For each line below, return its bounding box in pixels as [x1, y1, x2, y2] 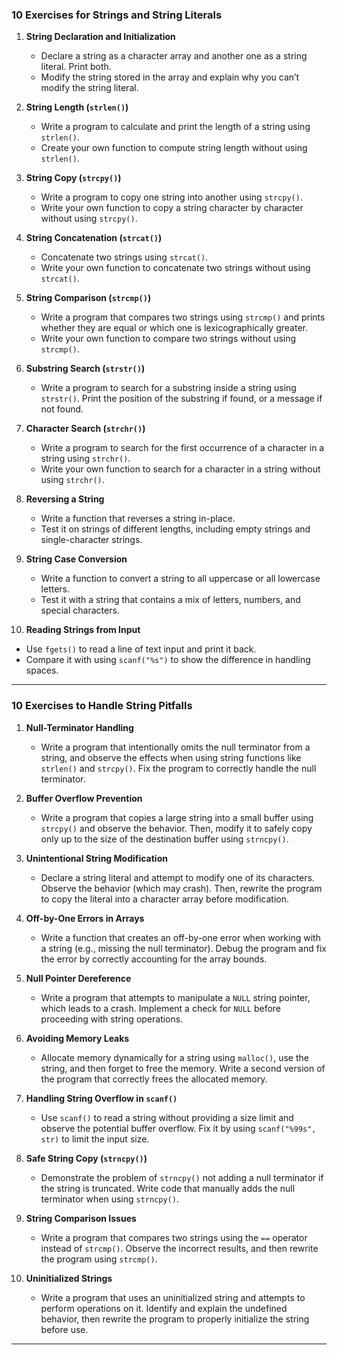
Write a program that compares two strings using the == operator [40, 1231, 308, 1243]
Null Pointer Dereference [25, 972, 132, 984]
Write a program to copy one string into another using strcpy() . [40, 191, 303, 203]
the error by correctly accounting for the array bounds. [40, 953, 268, 965]
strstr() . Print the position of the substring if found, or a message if [40, 393, 323, 405]
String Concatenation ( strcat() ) [25, 232, 163, 244]
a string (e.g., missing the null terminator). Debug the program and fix [40, 942, 327, 954]
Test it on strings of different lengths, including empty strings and [40, 523, 311, 535]
